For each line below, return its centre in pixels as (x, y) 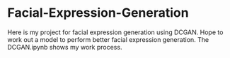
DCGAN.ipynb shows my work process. (65, 47)
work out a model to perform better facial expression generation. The (108, 39)
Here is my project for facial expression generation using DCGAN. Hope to (115, 32)
